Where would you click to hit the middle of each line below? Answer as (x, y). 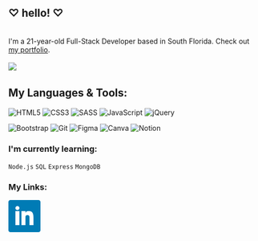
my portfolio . (29, 49)
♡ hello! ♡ (36, 13)
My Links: (28, 186)
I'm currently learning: (53, 149)
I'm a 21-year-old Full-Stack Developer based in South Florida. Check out (129, 41)
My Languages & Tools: (68, 93)
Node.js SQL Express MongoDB (54, 167)
